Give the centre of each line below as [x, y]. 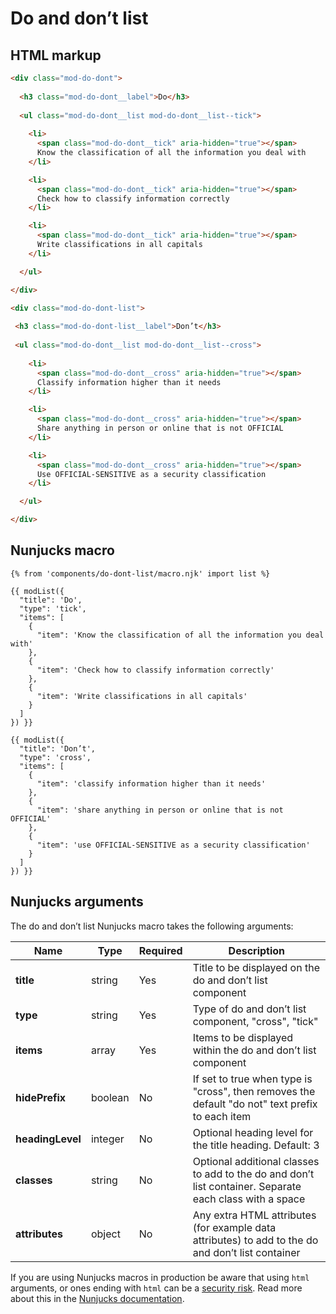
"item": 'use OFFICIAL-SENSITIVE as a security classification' [173, 845]
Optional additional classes [256, 1161]
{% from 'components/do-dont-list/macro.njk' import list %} [140, 573]
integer [107, 1139]
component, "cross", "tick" [255, 1021]
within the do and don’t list [254, 1050]
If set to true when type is [252, 1079]
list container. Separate [247, 1186]
